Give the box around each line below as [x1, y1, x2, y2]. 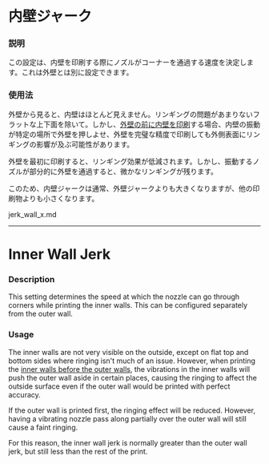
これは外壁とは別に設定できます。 [21, 67, 134, 77]
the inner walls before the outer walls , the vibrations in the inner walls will [8, 364, 251, 373]
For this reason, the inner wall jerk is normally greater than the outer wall [8, 438, 247, 447]
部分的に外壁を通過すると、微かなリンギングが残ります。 [29, 166, 219, 176]
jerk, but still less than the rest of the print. [8, 446, 148, 456]
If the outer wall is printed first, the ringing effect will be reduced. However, [8, 405, 256, 415]
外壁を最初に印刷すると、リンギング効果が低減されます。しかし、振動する [8, 156, 254, 166]
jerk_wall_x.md [8, 209, 58, 219]
